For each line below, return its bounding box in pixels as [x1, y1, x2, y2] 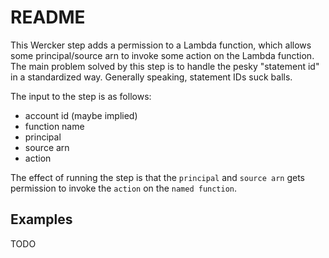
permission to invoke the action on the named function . [10, 182, 238, 194]
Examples [10, 211, 73, 228]
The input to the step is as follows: [10, 90, 152, 102]
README [10, 6, 86, 29]
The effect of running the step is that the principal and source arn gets [10, 171, 305, 183]
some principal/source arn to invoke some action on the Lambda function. [10, 49, 315, 61]
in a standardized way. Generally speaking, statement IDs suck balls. [10, 71, 293, 83]
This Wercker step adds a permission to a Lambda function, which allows [10, 39, 312, 51]
